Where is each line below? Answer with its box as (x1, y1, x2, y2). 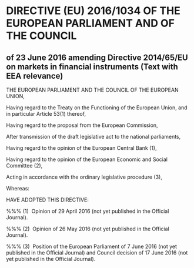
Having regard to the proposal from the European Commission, (6, 122, 158, 129)
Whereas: (6, 185, 29, 192)
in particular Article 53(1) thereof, (6, 110, 86, 117)
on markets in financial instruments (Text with (6, 62, 178, 72)
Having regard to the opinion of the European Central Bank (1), (6, 145, 157, 151)
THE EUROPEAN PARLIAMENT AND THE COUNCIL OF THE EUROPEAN (6, 86, 179, 93)
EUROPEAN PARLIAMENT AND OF (6, 16, 175, 30)
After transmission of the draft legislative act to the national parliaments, (6, 133, 181, 140)
